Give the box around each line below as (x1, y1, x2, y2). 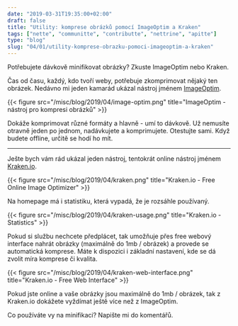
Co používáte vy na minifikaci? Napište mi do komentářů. (7, 311, 174, 319)
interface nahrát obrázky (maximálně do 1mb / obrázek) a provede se (7, 240, 209, 248)
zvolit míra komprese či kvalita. (7, 254, 98, 263)
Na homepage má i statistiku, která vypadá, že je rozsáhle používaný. (7, 197, 210, 206)
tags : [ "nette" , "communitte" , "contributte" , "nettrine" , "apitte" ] (7, 30, 217, 38)
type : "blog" (7, 37, 46, 44)
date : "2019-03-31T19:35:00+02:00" (7, 10, 113, 18)
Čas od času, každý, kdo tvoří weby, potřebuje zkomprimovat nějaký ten (7, 77, 218, 85)
